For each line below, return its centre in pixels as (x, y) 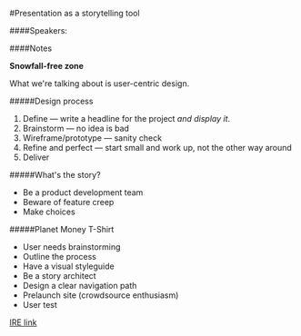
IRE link (23, 322)
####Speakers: (39, 30)
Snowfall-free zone (47, 66)
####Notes (31, 48)
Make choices (49, 212)
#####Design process (51, 101)
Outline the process (60, 257)
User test (40, 305)
